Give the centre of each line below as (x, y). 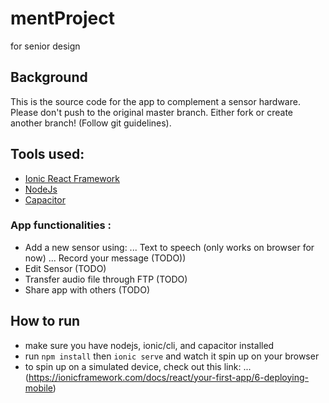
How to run (45, 321)
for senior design (45, 46)
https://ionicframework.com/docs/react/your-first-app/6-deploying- (169, 377)
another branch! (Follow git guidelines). (91, 123)
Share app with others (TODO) (87, 289)
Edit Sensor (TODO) (65, 268)
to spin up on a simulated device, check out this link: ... (138, 366)
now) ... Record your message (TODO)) (105, 258)
